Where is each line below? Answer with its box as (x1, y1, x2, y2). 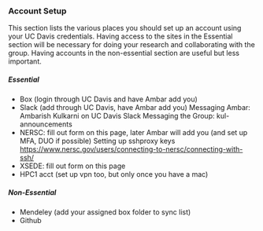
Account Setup (8, 5, 67, 16)
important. (8, 57, 42, 66)
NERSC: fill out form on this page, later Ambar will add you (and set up (19, 128, 248, 137)
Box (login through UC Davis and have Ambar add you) (19, 94, 198, 104)
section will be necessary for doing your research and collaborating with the (8, 40, 256, 49)
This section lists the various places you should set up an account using (8, 24, 242, 33)
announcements (19, 119, 72, 129)
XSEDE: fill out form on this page (19, 161, 126, 170)
